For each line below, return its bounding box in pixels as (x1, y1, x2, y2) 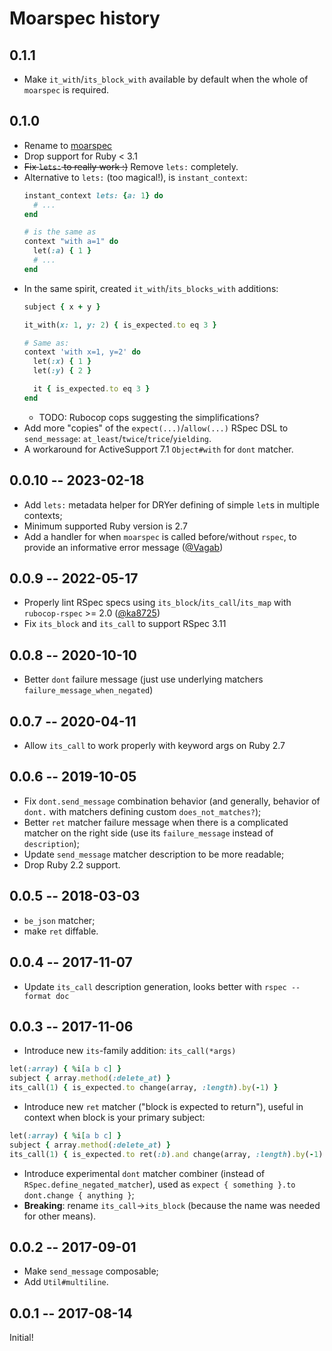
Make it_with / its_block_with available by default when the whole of (23, 73, 309, 85)
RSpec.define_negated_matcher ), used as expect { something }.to (23, 1178, 296, 1190)
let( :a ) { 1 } (33, 246, 92, 256)
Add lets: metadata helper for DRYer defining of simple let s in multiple (23, 498, 320, 511)
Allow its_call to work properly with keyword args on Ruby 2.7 (23, 740, 286, 752)
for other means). (23, 1210, 97, 1222)
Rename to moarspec (23, 139, 113, 151)
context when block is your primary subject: (23, 1111, 206, 1123)
